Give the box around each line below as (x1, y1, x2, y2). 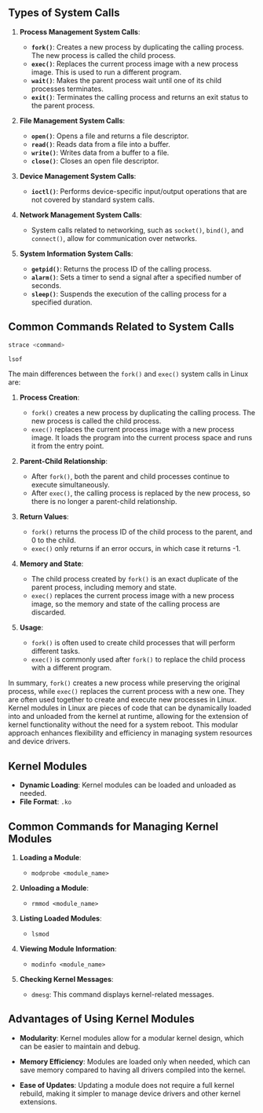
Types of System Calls (8, 6, 120, 20)
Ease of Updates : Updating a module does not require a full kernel (19, 1080, 235, 1089)
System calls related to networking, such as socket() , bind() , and (31, 225, 244, 235)
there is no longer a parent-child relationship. (31, 497, 177, 506)
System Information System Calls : (19, 249, 133, 258)
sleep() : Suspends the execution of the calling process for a (31, 289, 227, 298)
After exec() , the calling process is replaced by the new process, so (31, 488, 251, 498)
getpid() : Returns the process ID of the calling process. (31, 264, 212, 273)
